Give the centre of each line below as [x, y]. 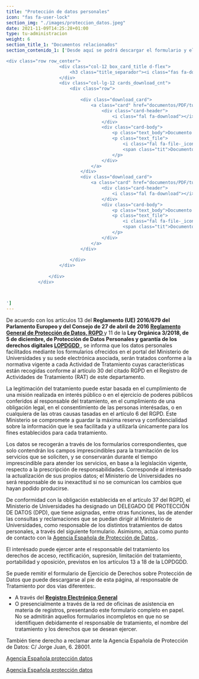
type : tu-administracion [37, 34]
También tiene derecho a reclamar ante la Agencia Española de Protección [97, 640]
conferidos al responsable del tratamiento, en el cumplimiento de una [91, 401]
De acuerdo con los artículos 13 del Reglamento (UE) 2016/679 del [88, 320]
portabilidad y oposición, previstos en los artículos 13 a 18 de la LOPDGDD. [97, 561]
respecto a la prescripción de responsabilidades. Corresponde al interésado [99, 469]
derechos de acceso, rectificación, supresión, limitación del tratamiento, [94, 555]
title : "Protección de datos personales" [58, 12]
